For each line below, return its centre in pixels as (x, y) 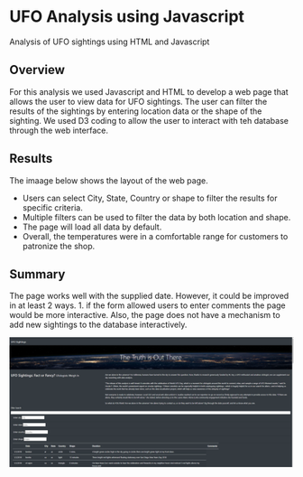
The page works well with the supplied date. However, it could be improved (149, 296)
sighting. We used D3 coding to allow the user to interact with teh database (149, 120)
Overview (37, 70)
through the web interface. (59, 130)
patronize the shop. (59, 246)
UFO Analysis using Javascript (127, 17)
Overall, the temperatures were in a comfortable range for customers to (155, 236)
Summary (37, 274)
